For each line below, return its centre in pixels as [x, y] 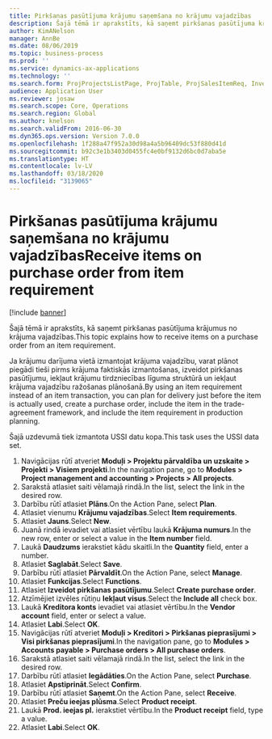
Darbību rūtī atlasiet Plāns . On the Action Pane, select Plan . [119, 504]
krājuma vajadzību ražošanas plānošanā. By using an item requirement [126, 386]
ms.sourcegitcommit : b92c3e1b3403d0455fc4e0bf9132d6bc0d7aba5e [118, 151]
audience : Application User [56, 91]
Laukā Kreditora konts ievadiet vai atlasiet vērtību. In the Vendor [128, 606]
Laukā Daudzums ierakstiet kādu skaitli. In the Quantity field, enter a [134, 547]
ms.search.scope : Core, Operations [69, 106]
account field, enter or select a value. [83, 615]
